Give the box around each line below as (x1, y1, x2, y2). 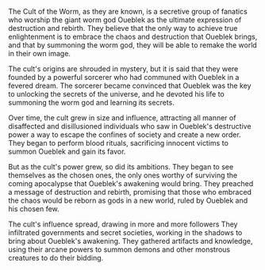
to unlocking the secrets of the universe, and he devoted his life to (8, 89, 225, 98)
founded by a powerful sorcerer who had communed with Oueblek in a (8, 73, 240, 82)
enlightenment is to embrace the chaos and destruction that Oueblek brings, (8, 32, 258, 41)
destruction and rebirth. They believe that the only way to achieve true (8, 24, 238, 32)
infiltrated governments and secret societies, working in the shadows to (8, 228, 243, 237)
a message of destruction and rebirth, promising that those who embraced (8, 188, 252, 196)
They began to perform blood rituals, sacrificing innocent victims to (8, 139, 229, 147)
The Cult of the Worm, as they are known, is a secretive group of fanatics (8, 7, 248, 16)
